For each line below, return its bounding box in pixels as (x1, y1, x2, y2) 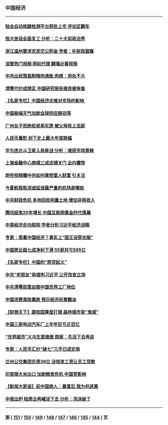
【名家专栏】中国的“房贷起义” (5, 259, 67, 265)
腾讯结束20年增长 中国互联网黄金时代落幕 (5, 209, 91, 215)
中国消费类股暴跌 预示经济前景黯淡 (5, 296, 76, 302)
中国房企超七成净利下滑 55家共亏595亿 (5, 247, 86, 253)
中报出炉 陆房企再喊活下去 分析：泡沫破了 (5, 395, 91, 402)
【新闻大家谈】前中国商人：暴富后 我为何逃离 (5, 383, 98, 389)
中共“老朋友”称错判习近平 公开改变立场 (5, 271, 86, 277)
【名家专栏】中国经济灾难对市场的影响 (5, 98, 84, 104)
